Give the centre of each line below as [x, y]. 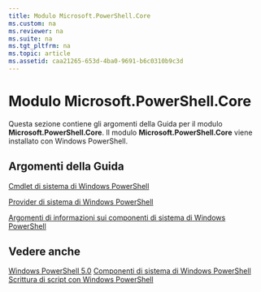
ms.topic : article [39, 54]
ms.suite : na [30, 39]
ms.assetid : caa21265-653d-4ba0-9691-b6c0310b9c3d [96, 62]
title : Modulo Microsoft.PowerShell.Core [80, 16]
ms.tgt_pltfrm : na [39, 46]
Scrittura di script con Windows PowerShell [81, 280]
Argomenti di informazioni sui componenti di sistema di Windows [117, 217]
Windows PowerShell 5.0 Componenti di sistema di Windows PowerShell [130, 271]
